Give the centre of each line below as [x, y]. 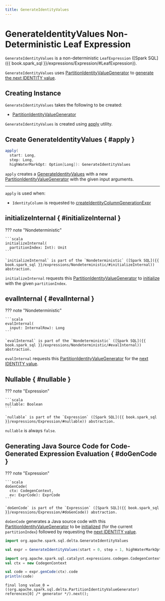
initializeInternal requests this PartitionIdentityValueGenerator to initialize [82, 278]
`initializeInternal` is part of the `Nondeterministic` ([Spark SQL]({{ [82, 261]
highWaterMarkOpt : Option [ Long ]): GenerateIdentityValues [70, 164]
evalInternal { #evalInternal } [50, 299]
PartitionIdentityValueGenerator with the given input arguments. [69, 179]
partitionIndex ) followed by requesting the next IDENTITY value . [71, 532]
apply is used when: [25, 193]
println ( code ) [20, 576]
